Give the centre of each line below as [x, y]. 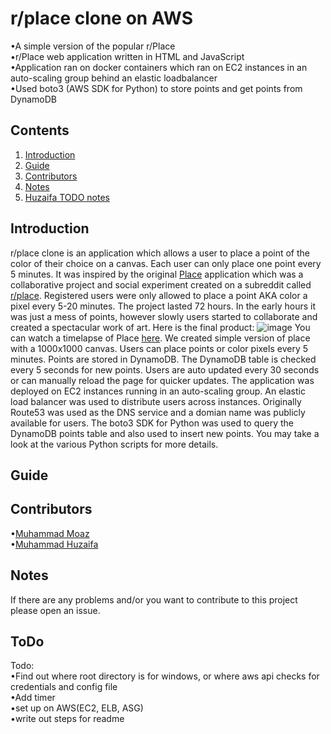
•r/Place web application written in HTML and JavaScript [127, 56]
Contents [40, 130]
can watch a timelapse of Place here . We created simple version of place [160, 338]
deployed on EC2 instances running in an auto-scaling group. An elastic [158, 391]
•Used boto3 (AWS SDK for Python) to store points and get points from [156, 88]
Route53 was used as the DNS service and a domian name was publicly [158, 412]
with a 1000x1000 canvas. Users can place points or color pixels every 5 [159, 348]
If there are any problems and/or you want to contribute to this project [154, 599]
